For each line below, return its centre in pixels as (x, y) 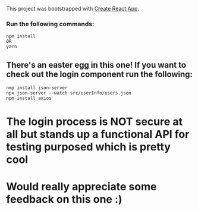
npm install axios (29, 98)
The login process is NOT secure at (95, 122)
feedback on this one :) (64, 199)
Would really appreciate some (81, 187)
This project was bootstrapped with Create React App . (73, 9)
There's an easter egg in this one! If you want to (96, 65)
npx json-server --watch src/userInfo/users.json (69, 93)
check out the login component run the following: (100, 74)
